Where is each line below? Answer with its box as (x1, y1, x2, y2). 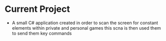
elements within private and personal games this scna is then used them (11, 25, 161, 31)
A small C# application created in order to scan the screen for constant (11, 20, 158, 26)
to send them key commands (11, 30, 72, 36)
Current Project (4, 3, 70, 15)
